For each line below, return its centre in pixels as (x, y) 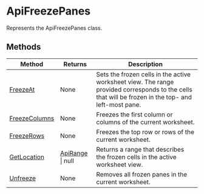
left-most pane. (119, 104)
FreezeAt (22, 89)
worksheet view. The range (135, 82)
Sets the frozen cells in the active (144, 74)
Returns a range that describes (140, 149)
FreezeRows (27, 136)
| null (67, 161)
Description (145, 64)
